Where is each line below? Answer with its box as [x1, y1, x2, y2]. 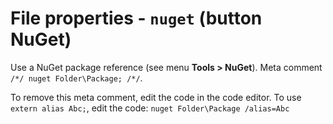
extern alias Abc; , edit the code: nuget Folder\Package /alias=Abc [10, 102, 290, 114]
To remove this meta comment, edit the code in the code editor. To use [10, 91, 302, 103]
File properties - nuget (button [10, 7, 263, 30]
